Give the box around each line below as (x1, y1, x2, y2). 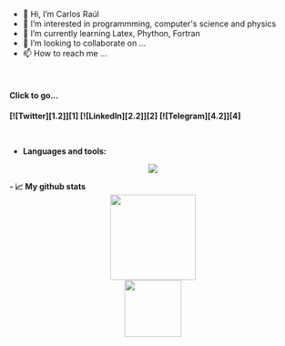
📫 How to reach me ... (22, 48, 107, 58)
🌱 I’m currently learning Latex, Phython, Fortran (22, 28, 200, 38)
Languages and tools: (22, 146, 107, 157)
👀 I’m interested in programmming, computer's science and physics (22, 18, 277, 29)
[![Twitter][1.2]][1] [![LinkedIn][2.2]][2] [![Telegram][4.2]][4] (9, 110, 241, 122)
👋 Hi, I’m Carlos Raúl (22, 9, 100, 19)
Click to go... (9, 89, 59, 100)
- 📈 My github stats (9, 181, 87, 192)
